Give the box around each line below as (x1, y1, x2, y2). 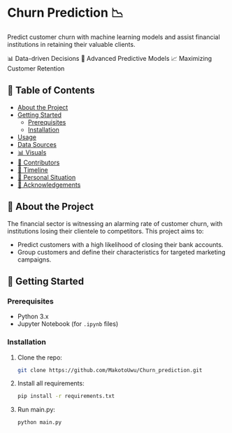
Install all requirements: (17, 379, 85, 388)
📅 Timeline (17, 165, 48, 174)
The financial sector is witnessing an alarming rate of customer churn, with (7, 219, 223, 227)
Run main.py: (17, 406, 56, 414)
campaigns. (17, 255, 52, 264)
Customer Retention (7, 64, 65, 73)
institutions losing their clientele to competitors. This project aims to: (7, 227, 204, 235)
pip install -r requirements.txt (17, 392, 115, 400)
